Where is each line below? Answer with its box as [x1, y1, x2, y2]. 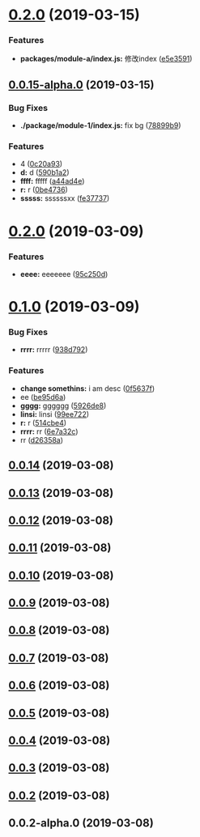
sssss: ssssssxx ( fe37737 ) [19, 193, 110, 203]
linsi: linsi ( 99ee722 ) [19, 409, 90, 418]
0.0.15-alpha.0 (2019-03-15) [8, 78, 155, 91]
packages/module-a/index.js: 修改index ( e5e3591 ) [19, 54, 193, 64]
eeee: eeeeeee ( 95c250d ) [19, 269, 109, 278]
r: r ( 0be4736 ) [19, 185, 69, 195]
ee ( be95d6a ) [19, 392, 66, 402]
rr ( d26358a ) [19, 435, 63, 444]
